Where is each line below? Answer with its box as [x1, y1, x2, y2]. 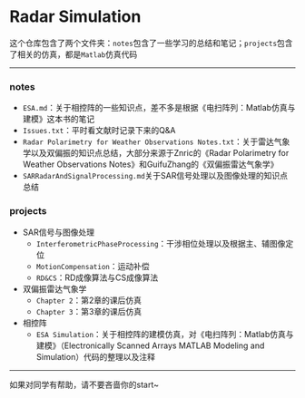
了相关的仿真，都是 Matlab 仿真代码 [9, 48, 138, 60]
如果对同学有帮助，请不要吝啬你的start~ [9, 379, 159, 390]
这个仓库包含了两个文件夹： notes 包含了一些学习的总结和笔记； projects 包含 [9, 37, 293, 48]
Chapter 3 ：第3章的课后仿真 [35, 306, 143, 316]
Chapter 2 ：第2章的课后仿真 [35, 295, 143, 306]
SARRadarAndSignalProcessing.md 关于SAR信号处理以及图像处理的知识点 [22, 170, 289, 181]
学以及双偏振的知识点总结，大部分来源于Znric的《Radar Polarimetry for [22, 148, 290, 159]
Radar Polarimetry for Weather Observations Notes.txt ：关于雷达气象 [22, 136, 290, 147]
